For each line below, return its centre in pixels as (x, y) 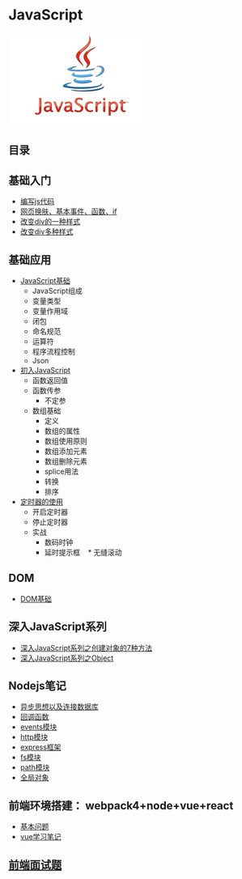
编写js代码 (37, 202)
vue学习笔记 (41, 837)
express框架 (40, 747)
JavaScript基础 (45, 280)
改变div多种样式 (47, 231)
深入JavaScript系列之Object (67, 658)
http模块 (34, 737)
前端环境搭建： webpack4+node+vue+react (121, 806)
